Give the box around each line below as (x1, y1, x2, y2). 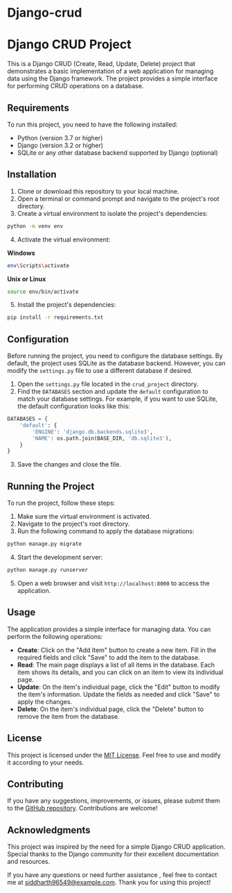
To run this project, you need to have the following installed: (7, 120, 178, 128)
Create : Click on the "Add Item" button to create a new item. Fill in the (17, 646, 217, 654)
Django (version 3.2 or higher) (17, 141, 104, 149)
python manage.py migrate (7, 540, 82, 548)
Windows (7, 249, 35, 257)
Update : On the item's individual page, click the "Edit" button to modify (17, 683, 220, 691)
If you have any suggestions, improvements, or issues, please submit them (7, 796, 220, 805)
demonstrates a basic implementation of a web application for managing (7, 67, 214, 76)
